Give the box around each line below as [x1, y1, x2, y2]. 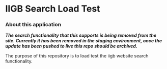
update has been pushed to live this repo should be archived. [5, 43, 137, 49]
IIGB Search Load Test [5, 3, 100, 15]
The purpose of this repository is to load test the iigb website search [5, 53, 149, 59]
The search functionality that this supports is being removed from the [5, 32, 157, 38]
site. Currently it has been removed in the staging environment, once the [5, 38, 162, 44]
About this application [5, 21, 62, 28]
